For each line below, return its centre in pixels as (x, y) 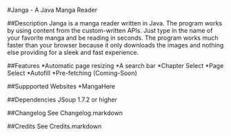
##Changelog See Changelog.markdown (65, 113)
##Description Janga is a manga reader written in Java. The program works (115, 23)
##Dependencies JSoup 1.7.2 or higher (62, 100)
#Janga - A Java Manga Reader (52, 10)
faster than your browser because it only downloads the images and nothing (115, 45)
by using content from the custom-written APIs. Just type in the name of (110, 31)
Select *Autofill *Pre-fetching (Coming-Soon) (72, 73)
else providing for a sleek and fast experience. (73, 52)
